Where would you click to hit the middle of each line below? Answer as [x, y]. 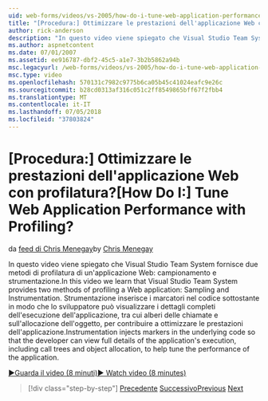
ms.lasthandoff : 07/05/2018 [55, 112]
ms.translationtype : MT [48, 97]
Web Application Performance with [127, 210]
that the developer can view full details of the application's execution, [122, 340]
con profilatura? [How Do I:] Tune [118, 193]
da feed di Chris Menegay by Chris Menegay [81, 249]
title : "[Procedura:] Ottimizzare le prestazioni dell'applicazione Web [132, 23]
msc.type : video [35, 75]
